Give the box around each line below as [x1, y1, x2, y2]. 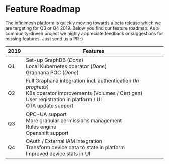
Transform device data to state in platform [26, 144, 125, 151]
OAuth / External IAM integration [26, 137, 102, 144]
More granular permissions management [26, 117, 122, 124]
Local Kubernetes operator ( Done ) [26, 63, 107, 70]
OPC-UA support [26, 111, 67, 118]
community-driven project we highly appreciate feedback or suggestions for [5, 30, 163, 36]
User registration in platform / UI [26, 96, 102, 103]
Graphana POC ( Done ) [26, 69, 79, 76]
